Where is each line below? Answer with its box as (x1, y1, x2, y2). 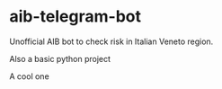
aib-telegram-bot (9, 6, 142, 27)
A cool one (9, 70, 49, 82)
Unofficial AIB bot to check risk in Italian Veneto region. (9, 36, 214, 47)
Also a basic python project (9, 53, 111, 64)
